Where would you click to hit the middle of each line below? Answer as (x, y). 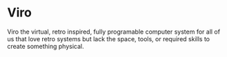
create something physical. (46, 46)
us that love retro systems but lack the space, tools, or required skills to (109, 38)
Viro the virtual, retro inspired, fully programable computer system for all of (114, 32)
